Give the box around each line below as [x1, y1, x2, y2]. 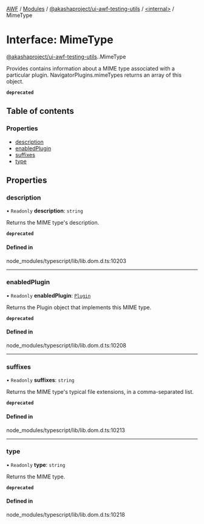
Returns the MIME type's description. [6, 219, 100, 226]
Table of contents [6, 106, 74, 116]
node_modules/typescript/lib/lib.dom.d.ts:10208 [6, 342, 126, 349]
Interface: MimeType [6, 33, 114, 47]
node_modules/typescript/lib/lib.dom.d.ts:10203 [6, 257, 126, 264]
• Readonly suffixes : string [6, 377, 75, 384]
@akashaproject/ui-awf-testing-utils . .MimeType [6, 53, 126, 60]
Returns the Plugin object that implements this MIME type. [6, 304, 152, 311]
